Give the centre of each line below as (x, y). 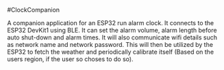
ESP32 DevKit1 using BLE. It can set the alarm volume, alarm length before (112, 30)
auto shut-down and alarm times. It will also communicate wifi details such (112, 37)
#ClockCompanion (34, 10)
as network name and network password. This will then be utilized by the (110, 45)
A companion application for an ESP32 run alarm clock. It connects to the (111, 23)
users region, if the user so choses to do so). (70, 59)
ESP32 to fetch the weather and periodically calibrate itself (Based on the (111, 52)
